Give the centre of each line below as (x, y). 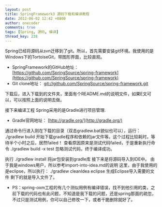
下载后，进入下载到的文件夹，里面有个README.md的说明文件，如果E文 (76, 94)
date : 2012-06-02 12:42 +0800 (36, 18)
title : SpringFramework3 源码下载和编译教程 (47, 14)
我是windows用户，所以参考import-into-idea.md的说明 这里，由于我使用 (81, 165)
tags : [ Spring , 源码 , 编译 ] (32, 32)
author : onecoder (22, 23)
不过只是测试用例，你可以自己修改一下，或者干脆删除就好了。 (74, 199)
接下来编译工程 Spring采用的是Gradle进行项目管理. (55, 110)
